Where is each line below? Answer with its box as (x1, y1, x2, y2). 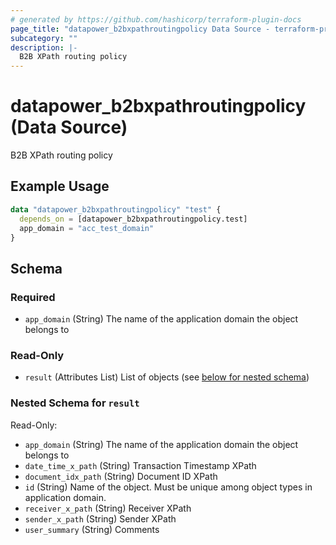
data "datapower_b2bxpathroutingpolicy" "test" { (10, 204, 222, 215)
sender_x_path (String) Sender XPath (24, 512, 177, 525)
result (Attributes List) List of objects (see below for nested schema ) (24, 371, 310, 383)
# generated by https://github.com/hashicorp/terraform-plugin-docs (10, 14, 302, 25)
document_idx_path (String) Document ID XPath (24, 470, 218, 482)
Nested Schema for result (10, 396, 140, 410)
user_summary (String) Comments (24, 523, 160, 535)
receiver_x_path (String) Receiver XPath (24, 502, 192, 514)
